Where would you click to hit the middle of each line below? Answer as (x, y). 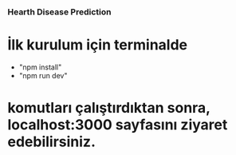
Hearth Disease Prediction (59, 12)
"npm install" (40, 67)
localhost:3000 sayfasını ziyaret (118, 125)
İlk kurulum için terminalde (98, 45)
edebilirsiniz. (52, 142)
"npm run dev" (43, 75)
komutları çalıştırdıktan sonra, (109, 108)
